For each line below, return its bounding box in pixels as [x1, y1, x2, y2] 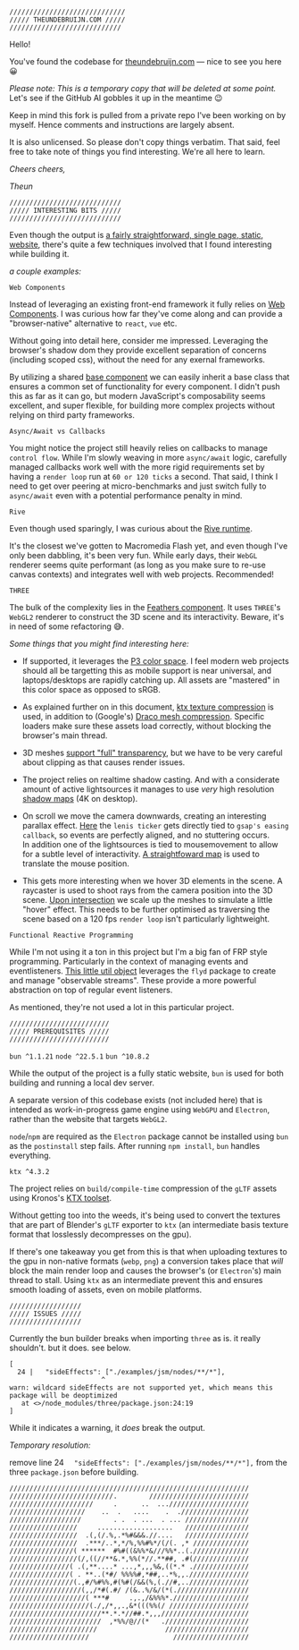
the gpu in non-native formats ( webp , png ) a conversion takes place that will [9, 1256, 284, 1266]
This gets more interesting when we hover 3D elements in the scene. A [21, 876, 283, 886]
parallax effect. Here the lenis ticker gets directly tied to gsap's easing [21, 821, 289, 830]
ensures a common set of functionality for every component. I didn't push [9, 381, 281, 392]
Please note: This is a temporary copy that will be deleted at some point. [9, 83, 277, 93]
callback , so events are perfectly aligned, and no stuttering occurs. [21, 829, 270, 840]
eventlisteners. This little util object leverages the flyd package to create [9, 965, 277, 976]
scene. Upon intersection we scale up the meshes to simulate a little [21, 895, 273, 905]
